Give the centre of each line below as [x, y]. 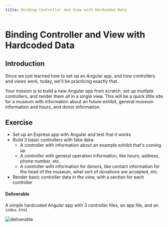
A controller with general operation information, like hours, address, [90, 156]
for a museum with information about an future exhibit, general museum [79, 101]
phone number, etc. [40, 161]
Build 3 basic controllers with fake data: [53, 140]
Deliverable [18, 194]
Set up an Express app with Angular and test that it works [72, 135]
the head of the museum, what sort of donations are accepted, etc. [89, 172]
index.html [17, 210]
